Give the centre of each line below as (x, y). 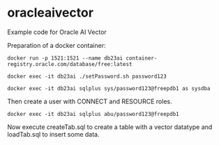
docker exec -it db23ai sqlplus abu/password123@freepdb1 (93, 114)
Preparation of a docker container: (56, 45)
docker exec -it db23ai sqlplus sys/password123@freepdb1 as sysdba (109, 88)
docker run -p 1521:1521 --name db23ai (65, 58)
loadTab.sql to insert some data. (53, 134)
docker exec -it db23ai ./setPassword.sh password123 (87, 76)
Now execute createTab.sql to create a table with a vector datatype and (110, 127)
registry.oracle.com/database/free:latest (70, 64)
